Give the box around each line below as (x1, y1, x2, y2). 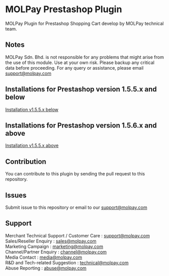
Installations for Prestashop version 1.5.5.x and (5, 85, 157, 94)
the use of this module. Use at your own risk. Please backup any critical (5, 59, 155, 66)
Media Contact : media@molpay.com (5, 254, 82, 260)
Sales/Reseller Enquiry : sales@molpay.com (5, 238, 97, 244)
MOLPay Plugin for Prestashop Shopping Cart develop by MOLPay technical (5, 20, 164, 26)
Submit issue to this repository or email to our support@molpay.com (5, 204, 148, 210)
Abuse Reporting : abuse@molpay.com (5, 265, 87, 271)
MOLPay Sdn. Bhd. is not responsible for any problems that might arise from (5, 54, 164, 60)
